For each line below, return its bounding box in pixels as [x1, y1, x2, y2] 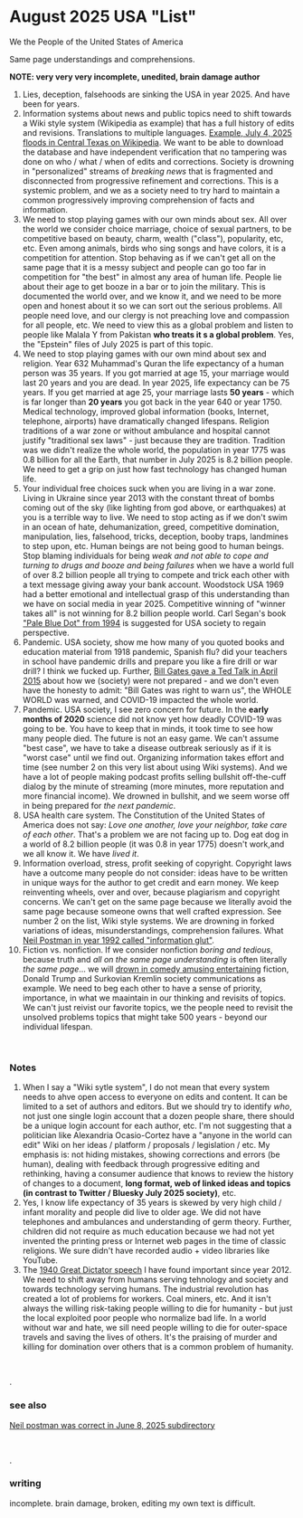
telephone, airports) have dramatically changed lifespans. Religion [22, 415, 270, 426]
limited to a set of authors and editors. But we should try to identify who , [22, 1101, 292, 1112]
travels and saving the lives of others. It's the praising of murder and [22, 1332, 278, 1342]
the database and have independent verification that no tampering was [22, 147, 288, 157]
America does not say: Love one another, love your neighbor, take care [22, 819, 288, 830]
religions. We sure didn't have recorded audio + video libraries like [22, 1246, 270, 1257]
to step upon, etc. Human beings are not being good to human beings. [22, 540, 285, 551]
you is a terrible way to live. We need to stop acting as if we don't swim [22, 511, 288, 522]
